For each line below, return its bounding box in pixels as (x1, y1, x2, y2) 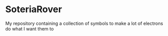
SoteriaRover (5, 4, 62, 15)
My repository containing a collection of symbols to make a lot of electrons (5, 20, 163, 26)
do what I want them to (5, 25, 54, 31)
